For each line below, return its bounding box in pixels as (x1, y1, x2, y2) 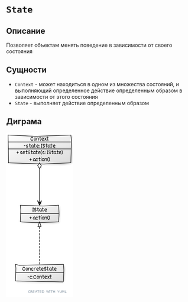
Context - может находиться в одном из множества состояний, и (14, 80, 179, 87)
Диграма (6, 116, 42, 126)
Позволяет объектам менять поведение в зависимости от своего (6, 41, 173, 48)
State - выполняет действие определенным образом (14, 99, 150, 106)
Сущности (6, 65, 47, 75)
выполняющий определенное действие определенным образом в (14, 87, 183, 94)
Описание (6, 26, 46, 36)
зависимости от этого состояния (14, 93, 99, 100)
